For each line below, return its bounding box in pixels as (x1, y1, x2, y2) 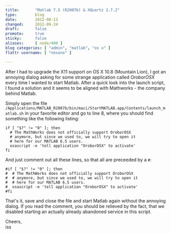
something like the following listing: (5, 115, 80, 121)
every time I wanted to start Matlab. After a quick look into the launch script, (5, 80, 165, 86)
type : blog (5, 12, 44, 17)
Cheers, (5, 218, 22, 224)
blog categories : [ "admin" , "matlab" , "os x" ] (5, 45, 111, 50)
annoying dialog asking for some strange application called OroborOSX (5, 74, 155, 80)
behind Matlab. (5, 90, 37, 96)
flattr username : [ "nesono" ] (5, 50, 72, 55)
